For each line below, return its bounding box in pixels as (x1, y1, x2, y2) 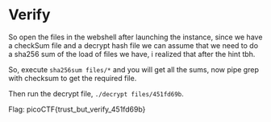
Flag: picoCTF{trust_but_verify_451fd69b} (8, 104, 146, 114)
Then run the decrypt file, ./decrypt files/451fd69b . (8, 88, 184, 98)
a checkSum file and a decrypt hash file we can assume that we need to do (8, 40, 259, 50)
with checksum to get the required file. (8, 73, 137, 83)
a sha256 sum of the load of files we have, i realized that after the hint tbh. (8, 49, 256, 59)
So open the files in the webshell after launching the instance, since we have (8, 32, 263, 42)
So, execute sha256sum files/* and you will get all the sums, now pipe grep (8, 64, 260, 74)
